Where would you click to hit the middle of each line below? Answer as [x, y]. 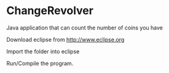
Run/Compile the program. [40, 63]
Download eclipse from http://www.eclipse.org [65, 39]
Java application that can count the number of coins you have [85, 28]
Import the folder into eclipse [43, 51]
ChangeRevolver [50, 11]
